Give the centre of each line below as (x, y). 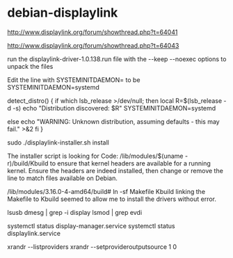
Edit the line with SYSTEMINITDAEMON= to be (74, 80)
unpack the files (30, 66)
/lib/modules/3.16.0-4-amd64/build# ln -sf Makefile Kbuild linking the (106, 191)
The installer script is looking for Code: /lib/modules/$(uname (95, 156)
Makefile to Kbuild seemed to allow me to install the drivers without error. (112, 199)
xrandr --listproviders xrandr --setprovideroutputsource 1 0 (92, 247)
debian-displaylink (63, 13)
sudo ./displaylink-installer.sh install (58, 142)
